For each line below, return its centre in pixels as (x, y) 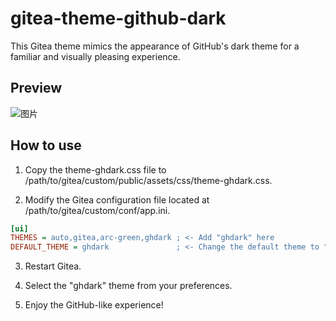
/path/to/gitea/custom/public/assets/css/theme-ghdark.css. (148, 180)
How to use (46, 145)
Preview (36, 88)
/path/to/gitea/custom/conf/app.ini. (97, 210)
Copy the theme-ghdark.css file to (95, 169)
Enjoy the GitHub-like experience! (94, 305)
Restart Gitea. (53, 266)
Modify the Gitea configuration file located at (117, 199)
